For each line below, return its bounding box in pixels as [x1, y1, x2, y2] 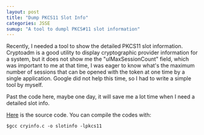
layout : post [6, 9, 40, 15]
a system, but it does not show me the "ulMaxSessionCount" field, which [6, 55, 189, 63]
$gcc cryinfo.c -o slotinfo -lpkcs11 [6, 123, 102, 130]
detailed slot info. [6, 100, 50, 107]
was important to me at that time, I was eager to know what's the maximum [6, 62, 195, 69]
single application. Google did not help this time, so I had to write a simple [6, 75, 192, 82]
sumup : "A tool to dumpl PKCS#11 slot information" [6, 26, 140, 32]
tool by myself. [6, 81, 43, 89]
